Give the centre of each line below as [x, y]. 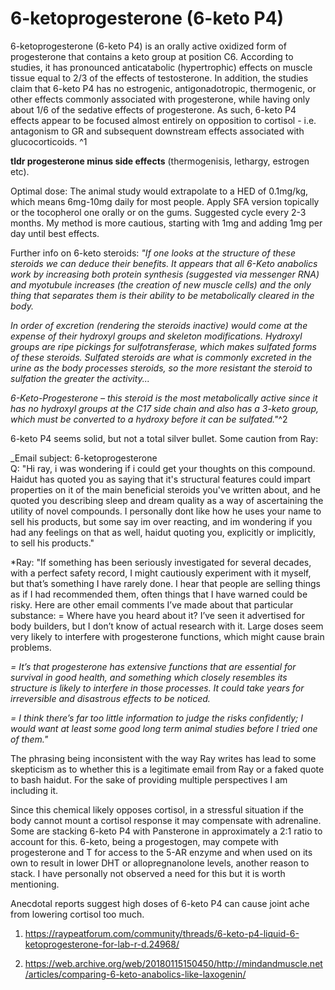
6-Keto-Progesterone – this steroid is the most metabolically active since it [164, 398]
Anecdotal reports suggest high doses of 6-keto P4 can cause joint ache [160, 903]
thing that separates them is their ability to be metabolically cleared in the [162, 295]
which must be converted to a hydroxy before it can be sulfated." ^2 [149, 419]
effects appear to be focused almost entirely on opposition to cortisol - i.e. [163, 120]
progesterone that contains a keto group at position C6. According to [152, 56]
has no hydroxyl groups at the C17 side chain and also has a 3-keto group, [165, 408]
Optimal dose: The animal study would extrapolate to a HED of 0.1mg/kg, [159, 191]
